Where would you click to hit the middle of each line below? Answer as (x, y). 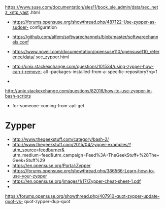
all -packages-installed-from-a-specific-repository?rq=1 (100, 72)
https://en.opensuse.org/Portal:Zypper (51, 166)
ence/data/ (23, 57)
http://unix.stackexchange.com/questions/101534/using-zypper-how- (83, 66)
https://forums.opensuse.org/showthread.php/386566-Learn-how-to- (83, 170)
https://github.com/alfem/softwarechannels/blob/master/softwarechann (85, 37)
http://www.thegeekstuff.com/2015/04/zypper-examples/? (72, 144)
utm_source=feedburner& (38, 150)
